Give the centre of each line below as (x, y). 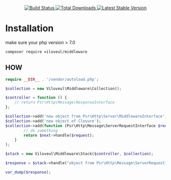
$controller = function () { (36, 98)
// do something (41, 130)
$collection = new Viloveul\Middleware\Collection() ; (64, 88)
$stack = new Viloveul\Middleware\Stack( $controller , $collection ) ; (79, 154)
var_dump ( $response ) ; (28, 172)
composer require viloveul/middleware (46, 52)
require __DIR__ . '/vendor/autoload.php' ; (52, 79)
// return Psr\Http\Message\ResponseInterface (65, 102)
